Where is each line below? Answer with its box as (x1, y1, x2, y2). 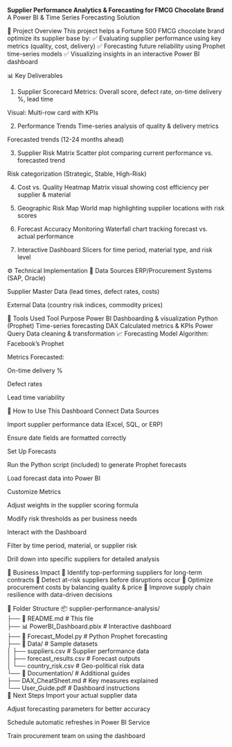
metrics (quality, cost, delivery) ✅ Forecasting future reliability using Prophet (7, 42, 226, 50)
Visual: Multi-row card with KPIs (7, 108, 99, 117)
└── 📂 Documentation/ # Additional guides (7, 669, 130, 677)
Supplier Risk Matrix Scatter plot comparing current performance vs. (17, 149, 213, 157)
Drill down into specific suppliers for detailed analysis (7, 555, 160, 563)
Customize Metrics (7, 488, 61, 495)
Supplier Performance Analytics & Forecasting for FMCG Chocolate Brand (7, 6, 224, 14)
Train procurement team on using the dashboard (7, 732, 145, 739)
